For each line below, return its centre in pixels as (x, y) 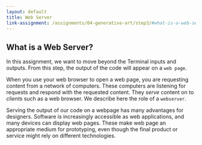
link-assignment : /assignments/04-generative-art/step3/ (79, 23)
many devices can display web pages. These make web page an (86, 123)
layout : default (26, 12)
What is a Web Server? (50, 47)
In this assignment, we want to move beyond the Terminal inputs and (91, 62)
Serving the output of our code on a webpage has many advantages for (95, 110)
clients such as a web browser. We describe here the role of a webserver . (96, 99)
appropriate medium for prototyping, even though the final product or (92, 129)
